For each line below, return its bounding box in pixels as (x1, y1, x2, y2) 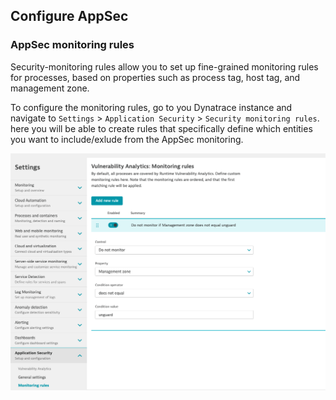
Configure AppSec (10, 8, 129, 25)
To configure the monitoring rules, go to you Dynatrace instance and (10, 101, 293, 113)
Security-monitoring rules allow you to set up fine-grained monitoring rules (10, 60, 319, 73)
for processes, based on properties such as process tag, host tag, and (10, 71, 301, 83)
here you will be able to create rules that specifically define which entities (10, 122, 313, 134)
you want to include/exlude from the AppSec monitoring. (10, 133, 244, 145)
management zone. (10, 82, 90, 94)
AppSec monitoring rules (10, 38, 135, 52)
